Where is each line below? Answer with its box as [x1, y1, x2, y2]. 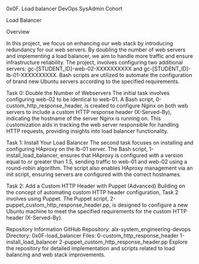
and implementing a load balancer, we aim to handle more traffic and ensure [6, 53, 194, 59]
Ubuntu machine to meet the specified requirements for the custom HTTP [6, 208, 187, 214]
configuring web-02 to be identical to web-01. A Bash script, [6, 96, 155, 103]
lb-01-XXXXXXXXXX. [6, 72, 58, 78]
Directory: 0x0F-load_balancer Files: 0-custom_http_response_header [6, 232, 179, 239]
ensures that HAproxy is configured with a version [60, 152, 184, 159]
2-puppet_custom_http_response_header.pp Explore [58, 238, 188, 245]
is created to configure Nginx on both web [84, 102, 188, 109]
